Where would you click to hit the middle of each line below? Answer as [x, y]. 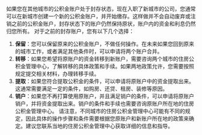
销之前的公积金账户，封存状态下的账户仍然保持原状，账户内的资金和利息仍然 [101, 24]
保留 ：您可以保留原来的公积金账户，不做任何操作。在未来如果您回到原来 [104, 44]
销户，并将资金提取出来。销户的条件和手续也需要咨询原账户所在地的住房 [104, 104]
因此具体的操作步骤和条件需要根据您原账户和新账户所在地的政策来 [107, 119]
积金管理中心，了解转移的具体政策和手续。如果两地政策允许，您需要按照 [104, 66]
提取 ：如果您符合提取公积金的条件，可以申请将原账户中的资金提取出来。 [104, 81]
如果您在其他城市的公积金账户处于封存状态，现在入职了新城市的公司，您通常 [101, 9]
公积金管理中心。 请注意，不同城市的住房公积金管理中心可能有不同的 [100, 111]
